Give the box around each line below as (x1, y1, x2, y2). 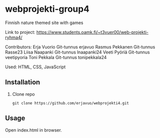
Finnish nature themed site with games (5, 20, 83, 26)
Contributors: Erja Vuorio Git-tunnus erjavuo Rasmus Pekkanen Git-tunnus (5, 44, 156, 50)
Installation (5, 78, 40, 86)
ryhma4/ (5, 34, 23, 40)
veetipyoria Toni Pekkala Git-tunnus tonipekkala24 (5, 54, 107, 60)
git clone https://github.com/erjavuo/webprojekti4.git (12, 101, 129, 106)
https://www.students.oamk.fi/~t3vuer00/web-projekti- (36, 29, 149, 35)
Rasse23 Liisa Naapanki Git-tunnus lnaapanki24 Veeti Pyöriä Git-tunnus (5, 49, 150, 55)
